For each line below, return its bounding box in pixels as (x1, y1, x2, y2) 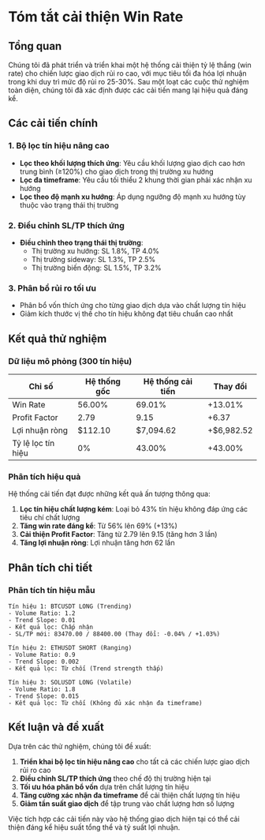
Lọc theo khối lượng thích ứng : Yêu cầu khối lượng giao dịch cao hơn (19, 158, 245, 167)
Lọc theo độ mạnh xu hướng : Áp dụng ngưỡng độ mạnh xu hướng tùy (19, 192, 246, 201)
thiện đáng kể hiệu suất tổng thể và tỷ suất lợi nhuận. (8, 822, 181, 832)
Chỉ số (28, 381, 54, 392)
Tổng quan (8, 39, 62, 53)
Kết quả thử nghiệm (8, 332, 107, 345)
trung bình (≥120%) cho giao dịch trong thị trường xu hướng (19, 167, 215, 176)
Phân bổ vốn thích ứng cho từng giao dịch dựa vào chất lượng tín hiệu (19, 301, 246, 310)
